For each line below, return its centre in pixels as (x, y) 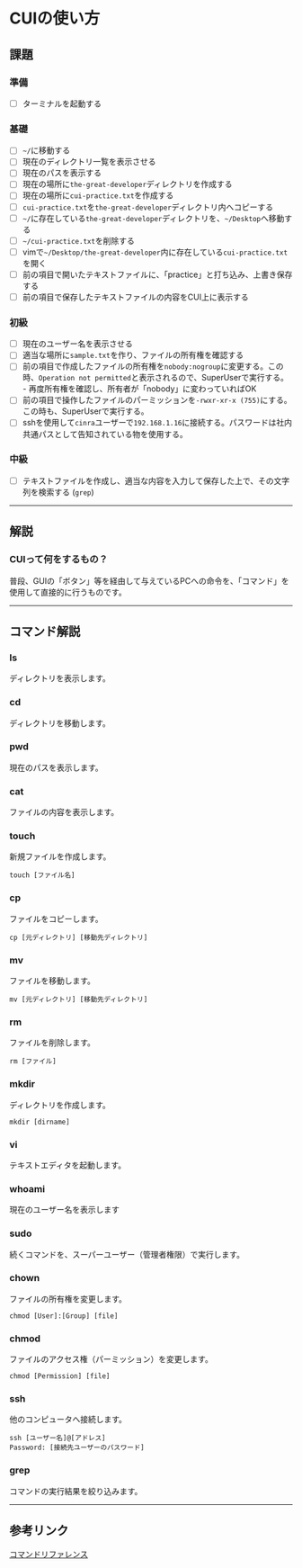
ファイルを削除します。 (53, 1043)
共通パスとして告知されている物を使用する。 (105, 434)
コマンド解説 (45, 631)
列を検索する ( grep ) (58, 492)
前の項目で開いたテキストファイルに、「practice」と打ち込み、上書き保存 (157, 274)
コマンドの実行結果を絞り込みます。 (76, 1491)
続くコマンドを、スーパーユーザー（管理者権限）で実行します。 (127, 1254)
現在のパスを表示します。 (56, 767)
